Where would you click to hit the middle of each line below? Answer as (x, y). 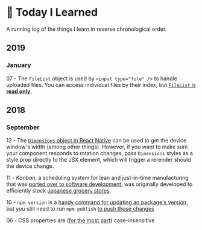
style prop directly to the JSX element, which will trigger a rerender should (99, 160)
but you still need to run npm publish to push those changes (80, 209)
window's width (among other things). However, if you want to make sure (97, 147)
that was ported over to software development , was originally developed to (99, 184)
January (19, 65)
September (23, 127)
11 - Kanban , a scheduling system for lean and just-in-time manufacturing (97, 178)
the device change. (30, 166)
